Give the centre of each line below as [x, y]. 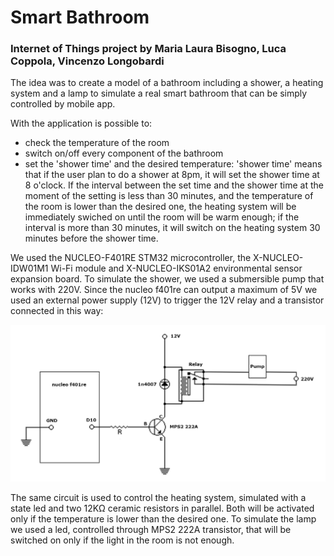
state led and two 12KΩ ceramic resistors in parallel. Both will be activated [162, 508]
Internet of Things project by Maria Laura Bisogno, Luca [148, 49]
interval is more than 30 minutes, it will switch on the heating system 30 [172, 228]
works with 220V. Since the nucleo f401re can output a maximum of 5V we [164, 290]
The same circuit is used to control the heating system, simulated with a [158, 497]
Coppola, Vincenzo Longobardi [87, 61]
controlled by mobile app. [63, 104]
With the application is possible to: [81, 123]
